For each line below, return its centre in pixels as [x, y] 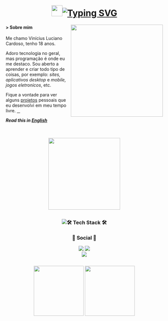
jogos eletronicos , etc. [28, 85]
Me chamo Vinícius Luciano [34, 38]
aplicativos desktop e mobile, [36, 80]
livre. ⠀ [13, 111]
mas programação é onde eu [35, 59]
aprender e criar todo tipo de [35, 69]
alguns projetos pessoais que [36, 100]
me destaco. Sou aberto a [32, 64]
